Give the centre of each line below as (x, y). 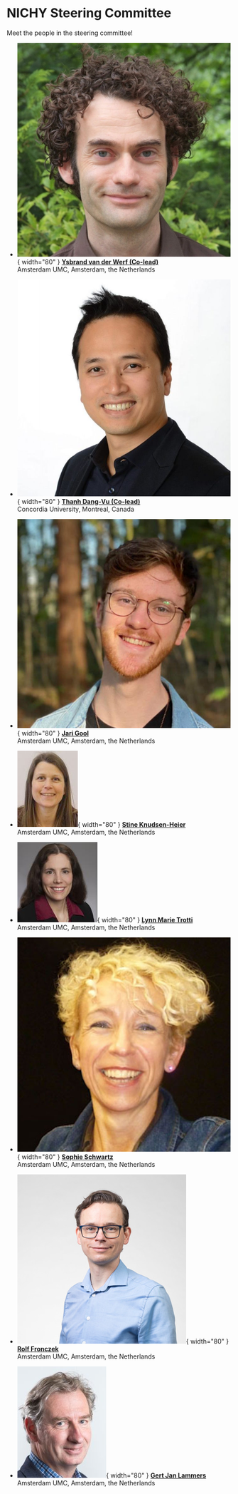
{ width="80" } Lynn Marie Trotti (145, 920)
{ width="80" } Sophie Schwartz (65, 1157)
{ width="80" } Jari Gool (53, 733)
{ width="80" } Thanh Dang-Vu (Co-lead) (79, 502)
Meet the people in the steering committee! (70, 33)
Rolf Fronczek (38, 1349)
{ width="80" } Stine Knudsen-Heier (131, 825)
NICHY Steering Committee (89, 13)
